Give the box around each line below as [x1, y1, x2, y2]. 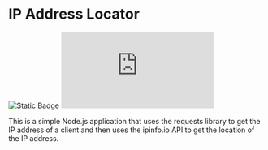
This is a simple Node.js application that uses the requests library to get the [8, 116, 262, 126]
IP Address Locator [8, 5, 140, 24]
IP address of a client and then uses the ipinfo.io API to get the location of [8, 125, 255, 135]
